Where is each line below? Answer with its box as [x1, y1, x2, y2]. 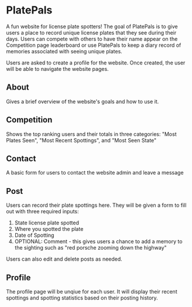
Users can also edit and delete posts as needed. [6, 255, 123, 262]
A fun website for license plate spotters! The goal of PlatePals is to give [6, 23, 178, 30]
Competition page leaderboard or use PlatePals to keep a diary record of [6, 42, 181, 49]
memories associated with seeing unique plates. [6, 47, 123, 54]
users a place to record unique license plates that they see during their [6, 29, 177, 36]
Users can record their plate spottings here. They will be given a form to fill [6, 202, 187, 209]
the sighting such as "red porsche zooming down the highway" [14, 244, 167, 251]
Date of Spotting [14, 232, 54, 239]
